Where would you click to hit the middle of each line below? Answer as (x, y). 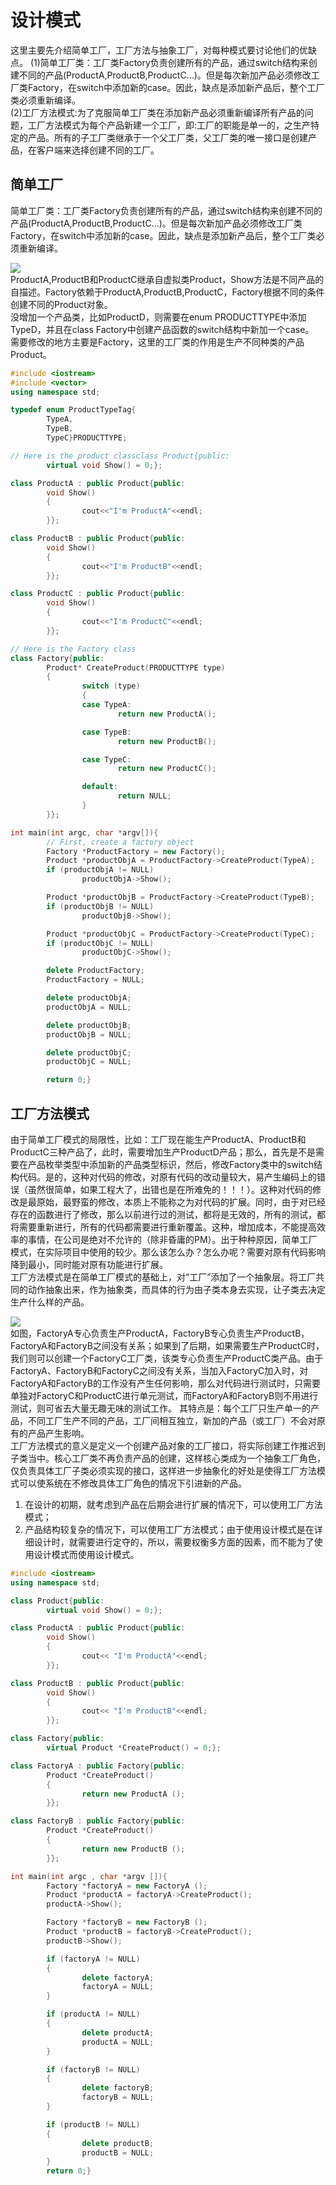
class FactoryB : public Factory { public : (98, 1821)
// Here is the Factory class (73, 649)
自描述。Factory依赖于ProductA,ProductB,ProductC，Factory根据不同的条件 (167, 292)
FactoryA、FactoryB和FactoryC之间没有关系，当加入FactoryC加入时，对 (159, 1370)
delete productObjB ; (89, 1025)
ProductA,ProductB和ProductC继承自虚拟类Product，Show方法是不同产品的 (167, 279)
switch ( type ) (111, 686)
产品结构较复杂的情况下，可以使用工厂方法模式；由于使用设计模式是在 (169, 1529)
